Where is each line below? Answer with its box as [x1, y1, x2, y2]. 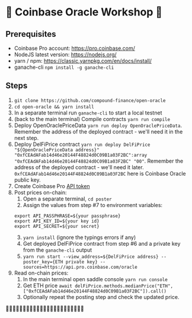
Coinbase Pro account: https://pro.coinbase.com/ [14, 44, 136, 52]
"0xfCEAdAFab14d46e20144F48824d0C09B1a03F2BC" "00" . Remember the [14, 157, 184, 164]
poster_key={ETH [23, 259, 63, 265]
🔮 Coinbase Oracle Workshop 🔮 [5, 5, 163, 19]
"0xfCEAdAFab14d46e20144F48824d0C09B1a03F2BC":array [14, 152, 148, 158]
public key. [14, 176, 41, 183]
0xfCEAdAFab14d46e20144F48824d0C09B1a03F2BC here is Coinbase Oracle [14, 170, 186, 177]
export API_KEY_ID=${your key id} [14, 218, 100, 224]
